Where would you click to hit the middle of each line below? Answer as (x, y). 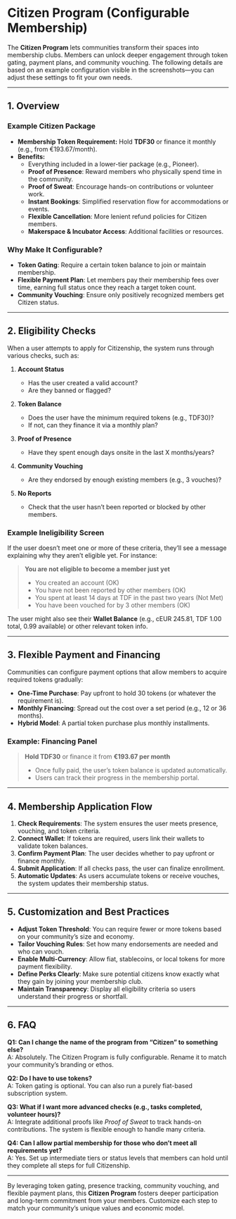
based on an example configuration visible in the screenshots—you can (111, 70)
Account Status (41, 369)
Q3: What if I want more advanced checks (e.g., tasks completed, (105, 1106)
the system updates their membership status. (83, 883)
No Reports (34, 493)
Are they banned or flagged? (69, 390)
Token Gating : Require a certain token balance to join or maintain (112, 265)
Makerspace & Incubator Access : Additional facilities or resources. (126, 231)
